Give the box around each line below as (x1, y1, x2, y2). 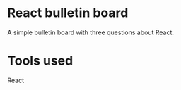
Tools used (7, 53, 74, 69)
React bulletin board (7, 5, 129, 21)
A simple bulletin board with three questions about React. (7, 28, 175, 37)
